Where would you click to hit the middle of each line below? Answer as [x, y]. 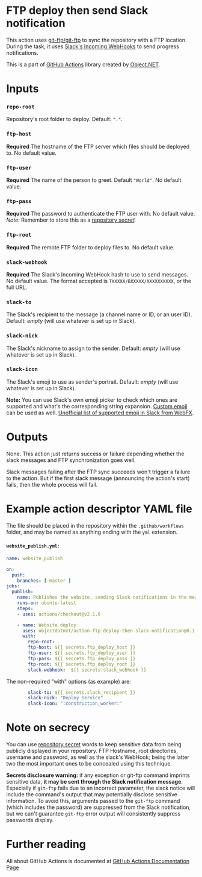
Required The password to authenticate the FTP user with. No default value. [101, 214]
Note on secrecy [48, 728]
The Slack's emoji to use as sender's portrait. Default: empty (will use [92, 382]
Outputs [27, 437]
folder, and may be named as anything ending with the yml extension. [92, 532]
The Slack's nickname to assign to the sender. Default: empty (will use [93, 348]
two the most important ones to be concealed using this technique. [89, 764]
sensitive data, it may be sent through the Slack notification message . [95, 782]
